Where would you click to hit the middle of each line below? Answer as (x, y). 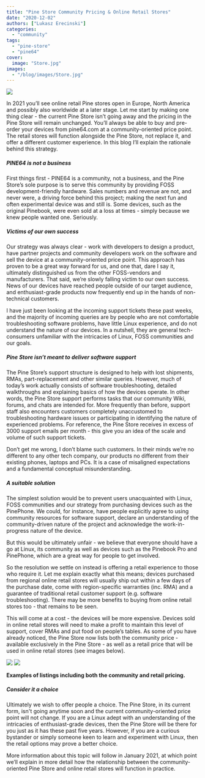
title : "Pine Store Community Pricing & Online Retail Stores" (89, 12)
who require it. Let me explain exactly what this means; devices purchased (100, 574)
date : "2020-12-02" (31, 18)
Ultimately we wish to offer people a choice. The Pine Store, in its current (99, 705)
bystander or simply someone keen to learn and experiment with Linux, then (102, 737)
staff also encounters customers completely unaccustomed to (85, 412)
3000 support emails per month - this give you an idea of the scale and (96, 431)
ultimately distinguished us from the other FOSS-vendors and (84, 273)
